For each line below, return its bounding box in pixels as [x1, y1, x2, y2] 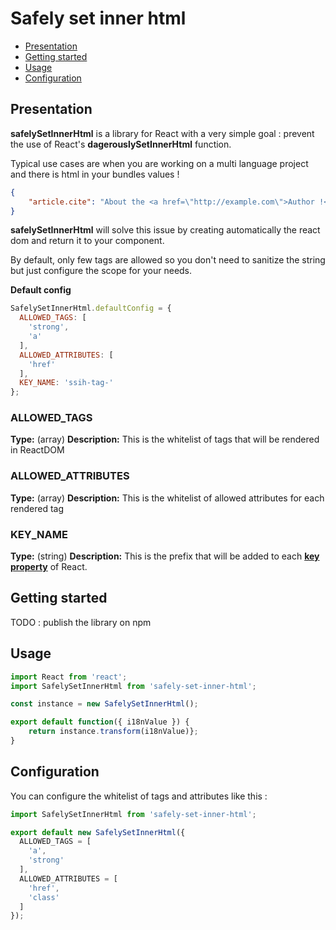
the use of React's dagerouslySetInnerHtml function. [10, 138, 232, 150]
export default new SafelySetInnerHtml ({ [10, 827, 186, 837]
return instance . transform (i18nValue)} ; [28, 727, 199, 737]
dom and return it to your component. [10, 235, 165, 247]
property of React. [10, 561, 88, 573]
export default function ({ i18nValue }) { [10, 717, 190, 727]
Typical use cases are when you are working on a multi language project [10, 157, 309, 169]
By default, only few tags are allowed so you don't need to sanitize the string [10, 254, 326, 266]
